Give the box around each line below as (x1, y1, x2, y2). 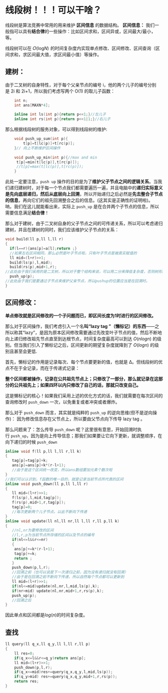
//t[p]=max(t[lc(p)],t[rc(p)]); (16, 164, 84, 169)
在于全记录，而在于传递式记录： (13, 365, 80, 371)
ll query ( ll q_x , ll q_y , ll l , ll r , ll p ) (5, 641, 91, 647)
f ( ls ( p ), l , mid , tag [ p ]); (11, 495, 61, 500)
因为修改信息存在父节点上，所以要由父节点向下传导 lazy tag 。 (16, 416, 145, 422)
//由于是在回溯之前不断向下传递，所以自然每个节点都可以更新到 (11, 574, 124, 579)
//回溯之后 (11, 597, 31, 603)
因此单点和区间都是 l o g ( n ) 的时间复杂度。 (5, 612, 87, 618)
